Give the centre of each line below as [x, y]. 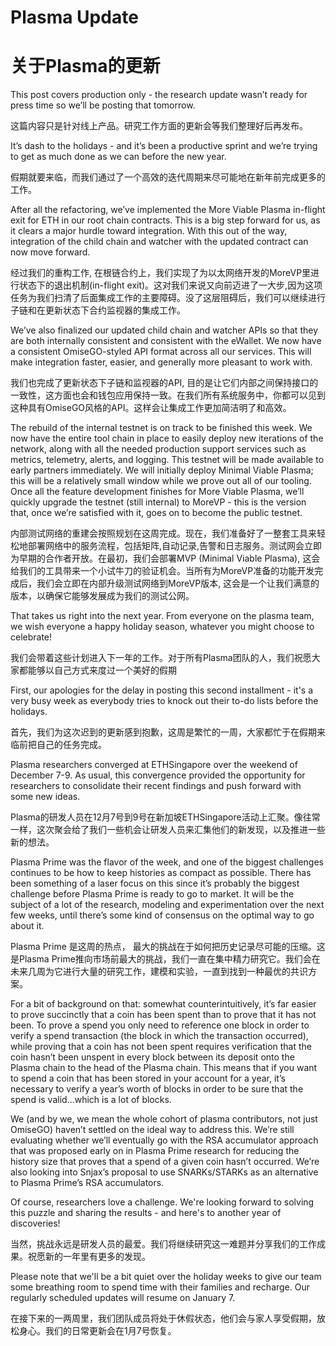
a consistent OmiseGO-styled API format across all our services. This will [161, 352]
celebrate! [31, 637]
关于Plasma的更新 [85, 66]
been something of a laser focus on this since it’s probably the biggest [155, 883]
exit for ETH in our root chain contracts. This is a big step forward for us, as [165, 220]
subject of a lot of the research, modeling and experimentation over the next [167, 905]
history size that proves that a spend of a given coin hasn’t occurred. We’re [165, 1162]
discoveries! [35, 1223]
